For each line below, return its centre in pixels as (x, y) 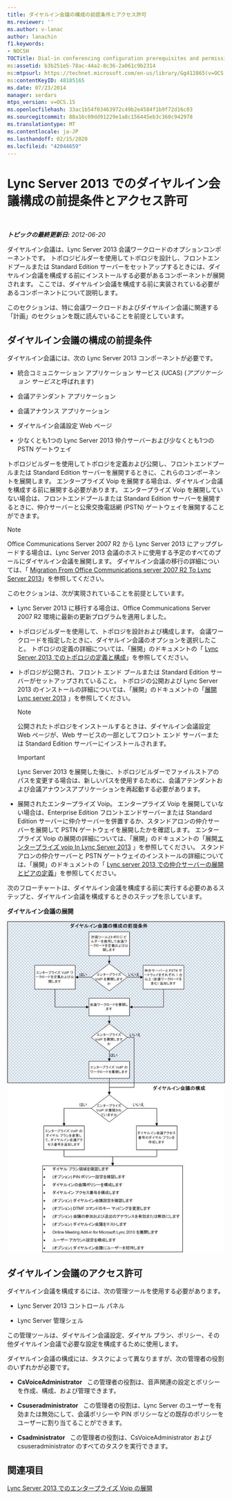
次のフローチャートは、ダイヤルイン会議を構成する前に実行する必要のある (113, 888)
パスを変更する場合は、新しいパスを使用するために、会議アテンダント (117, 780)
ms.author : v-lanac (35, 29)
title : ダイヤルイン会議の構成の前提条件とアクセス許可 (77, 15)
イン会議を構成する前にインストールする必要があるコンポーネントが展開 (122, 275)
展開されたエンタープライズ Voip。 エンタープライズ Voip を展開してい (117, 804)
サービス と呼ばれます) (62, 382)
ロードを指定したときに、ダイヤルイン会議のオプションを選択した (117, 640)
